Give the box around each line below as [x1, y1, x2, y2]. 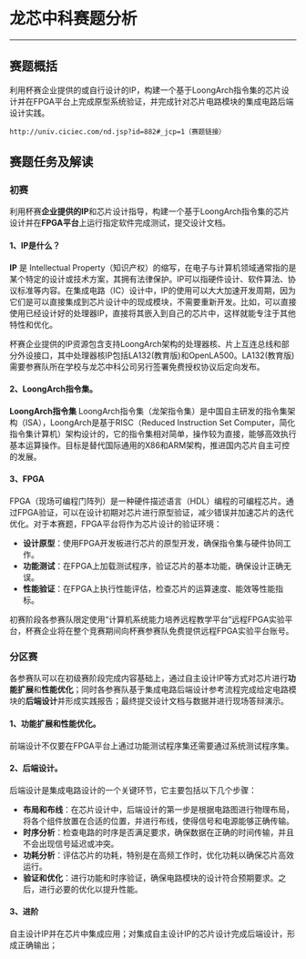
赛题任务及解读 [9, 154, 94, 169]
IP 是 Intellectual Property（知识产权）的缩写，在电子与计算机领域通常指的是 [9, 261, 297, 273]
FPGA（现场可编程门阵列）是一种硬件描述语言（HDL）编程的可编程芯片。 [9, 495, 287, 506]
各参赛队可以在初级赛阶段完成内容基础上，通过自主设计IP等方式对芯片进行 [9, 673, 289, 684]
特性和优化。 [9, 319, 57, 330]
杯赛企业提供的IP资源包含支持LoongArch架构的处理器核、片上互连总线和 [9, 338, 282, 349]
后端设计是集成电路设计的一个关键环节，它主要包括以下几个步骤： [9, 784, 257, 795]
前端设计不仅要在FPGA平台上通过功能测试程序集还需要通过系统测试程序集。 [9, 740, 294, 751]
